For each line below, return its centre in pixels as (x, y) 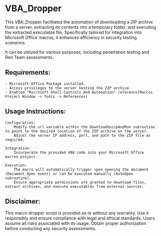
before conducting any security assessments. (51, 229)
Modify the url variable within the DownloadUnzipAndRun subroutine (84, 127)
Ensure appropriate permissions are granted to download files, (80, 182)
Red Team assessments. (29, 57)
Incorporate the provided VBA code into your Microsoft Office (79, 152)
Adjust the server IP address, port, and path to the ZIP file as (82, 135)
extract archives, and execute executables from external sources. (75, 186)
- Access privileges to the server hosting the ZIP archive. (68, 88)
